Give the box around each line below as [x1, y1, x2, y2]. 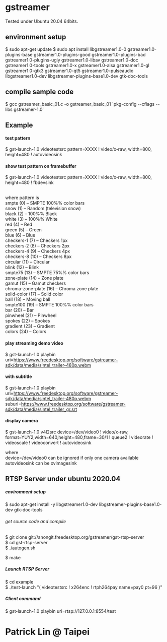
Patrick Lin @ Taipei [5, 626, 90, 637]
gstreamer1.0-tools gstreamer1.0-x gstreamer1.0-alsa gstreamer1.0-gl [5, 62, 150, 68]
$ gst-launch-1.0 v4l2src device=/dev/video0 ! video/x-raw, [5, 429, 129, 435]
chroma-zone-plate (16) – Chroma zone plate [5, 286, 99, 292]
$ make [5, 554, 21, 560]
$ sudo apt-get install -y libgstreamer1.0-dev [5, 501, 98, 507]
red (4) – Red [5, 221, 33, 228]
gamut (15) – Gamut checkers [5, 280, 66, 286]
